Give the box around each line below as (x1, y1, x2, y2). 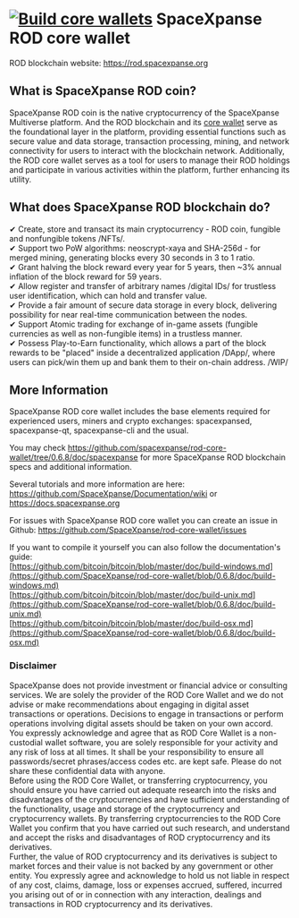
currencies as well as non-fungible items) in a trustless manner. (9, 327, 243, 339)
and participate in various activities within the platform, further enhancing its (9, 164, 290, 174)
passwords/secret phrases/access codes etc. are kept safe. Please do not (9, 756, 282, 767)
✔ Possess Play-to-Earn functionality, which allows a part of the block (9, 337, 267, 348)
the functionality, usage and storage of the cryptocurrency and (9, 803, 241, 814)
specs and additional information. (9, 462, 132, 472)
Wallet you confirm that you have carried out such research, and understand (9, 822, 290, 833)
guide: (9, 551, 33, 563)
